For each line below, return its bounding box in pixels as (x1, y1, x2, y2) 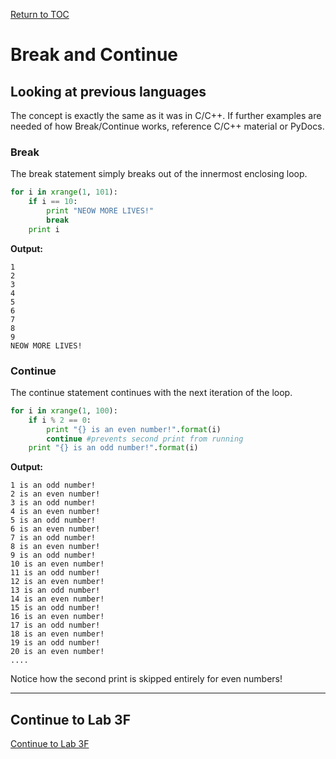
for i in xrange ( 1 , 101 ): (10, 187, 118, 198)
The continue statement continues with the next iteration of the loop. (10, 386, 293, 398)
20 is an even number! (10, 647, 105, 657)
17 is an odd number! (10, 620, 101, 631)
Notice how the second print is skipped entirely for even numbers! (10, 673, 283, 685)
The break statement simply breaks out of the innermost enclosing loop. (10, 168, 308, 180)
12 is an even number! (10, 577, 105, 587)
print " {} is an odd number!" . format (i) (28, 443, 199, 453)
